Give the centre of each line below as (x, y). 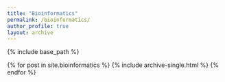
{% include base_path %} (43, 52)
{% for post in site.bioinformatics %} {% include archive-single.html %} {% (113, 65)
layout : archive (30, 32)
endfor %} (22, 72)
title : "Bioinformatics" (43, 13)
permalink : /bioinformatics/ (49, 20)
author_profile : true (38, 26)
